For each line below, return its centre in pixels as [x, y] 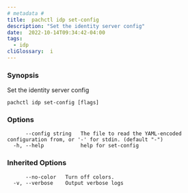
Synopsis [23, 75]
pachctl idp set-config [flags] [53, 103]
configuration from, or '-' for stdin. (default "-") [85, 140]
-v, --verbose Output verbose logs [69, 183]
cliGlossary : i [30, 52]
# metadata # [26, 13]
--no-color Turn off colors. [70, 177]
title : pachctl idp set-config [53, 20]
